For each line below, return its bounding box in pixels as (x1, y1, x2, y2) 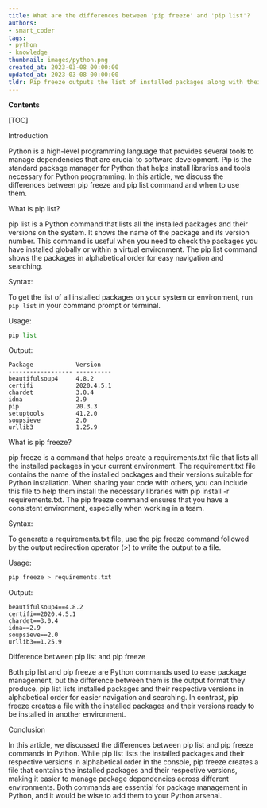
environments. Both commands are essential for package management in (8, 783, 248, 792)
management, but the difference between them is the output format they (8, 676, 246, 686)
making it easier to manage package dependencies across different (8, 774, 229, 783)
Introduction (8, 130, 48, 140)
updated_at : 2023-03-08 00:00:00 (8, 71, 119, 79)
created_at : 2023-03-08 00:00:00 (8, 64, 119, 72)
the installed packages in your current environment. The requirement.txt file (8, 462, 256, 471)
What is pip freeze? (8, 438, 72, 447)
